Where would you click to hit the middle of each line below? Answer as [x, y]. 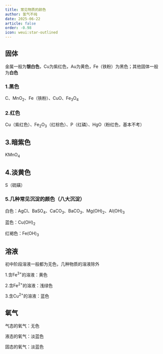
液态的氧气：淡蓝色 [24, 336]
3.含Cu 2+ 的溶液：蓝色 [27, 295]
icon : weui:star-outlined [31, 32]
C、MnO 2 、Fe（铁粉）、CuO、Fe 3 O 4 [42, 99]
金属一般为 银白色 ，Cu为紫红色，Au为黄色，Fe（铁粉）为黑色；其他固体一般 [82, 66]
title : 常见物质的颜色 [26, 10]
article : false [21, 23]
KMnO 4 [13, 155]
